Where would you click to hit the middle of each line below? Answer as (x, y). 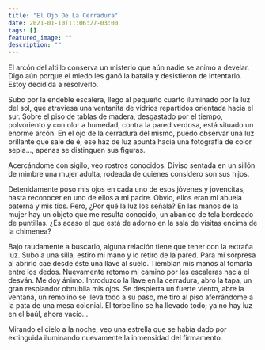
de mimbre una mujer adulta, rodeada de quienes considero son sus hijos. (129, 174)
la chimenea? (30, 231)
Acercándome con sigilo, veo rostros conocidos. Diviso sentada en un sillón (132, 165)
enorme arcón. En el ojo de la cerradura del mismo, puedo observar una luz (131, 133)
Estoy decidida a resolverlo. (53, 85)
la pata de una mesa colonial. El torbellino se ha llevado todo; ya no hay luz (131, 306)
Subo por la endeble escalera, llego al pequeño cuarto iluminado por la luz (129, 100)
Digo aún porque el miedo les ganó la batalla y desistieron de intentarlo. (125, 76)
